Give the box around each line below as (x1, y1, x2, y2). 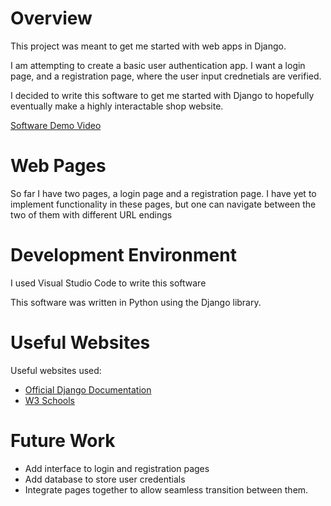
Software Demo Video (10, 119, 102, 131)
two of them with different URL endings (10, 208, 173, 221)
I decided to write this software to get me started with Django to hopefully (10, 89, 315, 101)
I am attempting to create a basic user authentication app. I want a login (10, 59, 306, 71)
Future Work (10, 429, 116, 452)
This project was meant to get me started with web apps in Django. (10, 40, 287, 52)
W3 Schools (24, 394, 76, 406)
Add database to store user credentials (24, 473, 186, 485)
